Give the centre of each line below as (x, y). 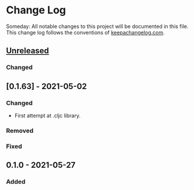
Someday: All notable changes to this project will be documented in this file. (97, 26)
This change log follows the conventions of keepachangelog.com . (85, 32)
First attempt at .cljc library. (47, 115)
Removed (20, 131)
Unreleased (28, 51)
